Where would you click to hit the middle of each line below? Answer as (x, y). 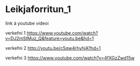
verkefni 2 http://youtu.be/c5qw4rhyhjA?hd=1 (53, 48)
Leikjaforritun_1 (38, 9)
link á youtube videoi (27, 23)
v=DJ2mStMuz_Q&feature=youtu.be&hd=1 (50, 38)
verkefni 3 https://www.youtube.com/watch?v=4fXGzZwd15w (70, 58)
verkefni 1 (16, 33)
